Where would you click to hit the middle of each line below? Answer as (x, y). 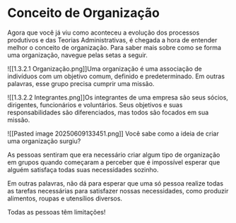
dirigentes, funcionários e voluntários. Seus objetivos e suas (95, 104)
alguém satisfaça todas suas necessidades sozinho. (83, 169)
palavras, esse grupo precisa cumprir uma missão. (81, 83)
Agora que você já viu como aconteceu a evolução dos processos (104, 32)
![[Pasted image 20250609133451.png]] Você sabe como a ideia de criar (113, 133)
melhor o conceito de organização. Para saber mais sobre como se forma (114, 47)
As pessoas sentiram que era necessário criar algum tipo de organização (114, 155)
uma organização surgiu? (44, 141)
